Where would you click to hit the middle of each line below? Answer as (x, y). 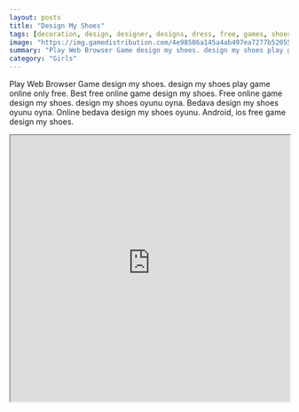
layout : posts (35, 17)
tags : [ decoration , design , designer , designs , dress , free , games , (138, 34)
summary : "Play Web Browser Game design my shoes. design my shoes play (146, 51)
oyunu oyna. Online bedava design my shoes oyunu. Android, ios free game (148, 112)
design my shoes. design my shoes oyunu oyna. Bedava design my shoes (144, 103)
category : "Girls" (43, 59)
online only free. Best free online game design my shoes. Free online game (146, 93)
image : (21, 42)
